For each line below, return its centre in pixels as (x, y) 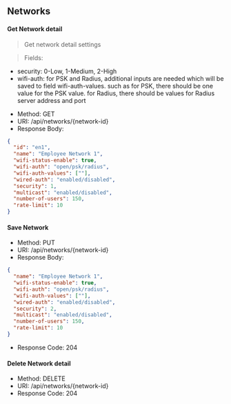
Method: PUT (36, 243)
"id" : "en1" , (32, 148)
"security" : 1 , (35, 186)
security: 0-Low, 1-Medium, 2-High (67, 71)
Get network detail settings (62, 44)
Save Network (28, 227)
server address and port (51, 100)
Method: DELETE (41, 378)
